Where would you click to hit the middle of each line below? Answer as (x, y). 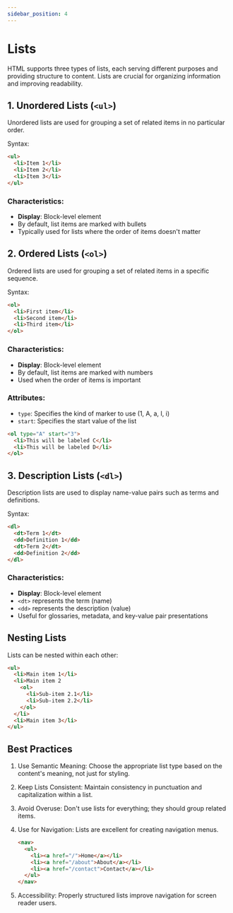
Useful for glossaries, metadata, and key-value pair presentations (113, 615)
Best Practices (40, 749)
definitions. (24, 500)
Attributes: (26, 398)
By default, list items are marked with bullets (82, 224)
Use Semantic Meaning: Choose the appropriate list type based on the (120, 766)
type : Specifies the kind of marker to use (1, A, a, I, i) (94, 413)
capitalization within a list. (55, 795)
